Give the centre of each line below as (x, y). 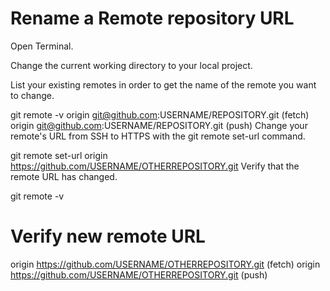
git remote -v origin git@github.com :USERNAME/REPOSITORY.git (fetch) (160, 114)
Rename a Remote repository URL (152, 18)
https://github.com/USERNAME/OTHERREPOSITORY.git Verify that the (155, 166)
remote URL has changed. (64, 176)
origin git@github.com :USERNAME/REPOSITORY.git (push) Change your (159, 125)
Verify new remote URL (108, 236)
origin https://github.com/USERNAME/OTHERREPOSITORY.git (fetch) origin (165, 264)
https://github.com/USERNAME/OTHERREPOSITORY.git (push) (139, 274)
